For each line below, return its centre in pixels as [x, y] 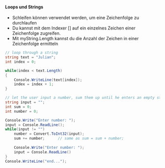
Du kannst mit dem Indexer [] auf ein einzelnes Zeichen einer [74, 28]
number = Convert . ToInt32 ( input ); [49, 134]
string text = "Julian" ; [30, 57]
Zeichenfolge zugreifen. [36, 33]
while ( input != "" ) [25, 129]
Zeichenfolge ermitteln [35, 44]
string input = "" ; [25, 102]
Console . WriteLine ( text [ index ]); [48, 80]
